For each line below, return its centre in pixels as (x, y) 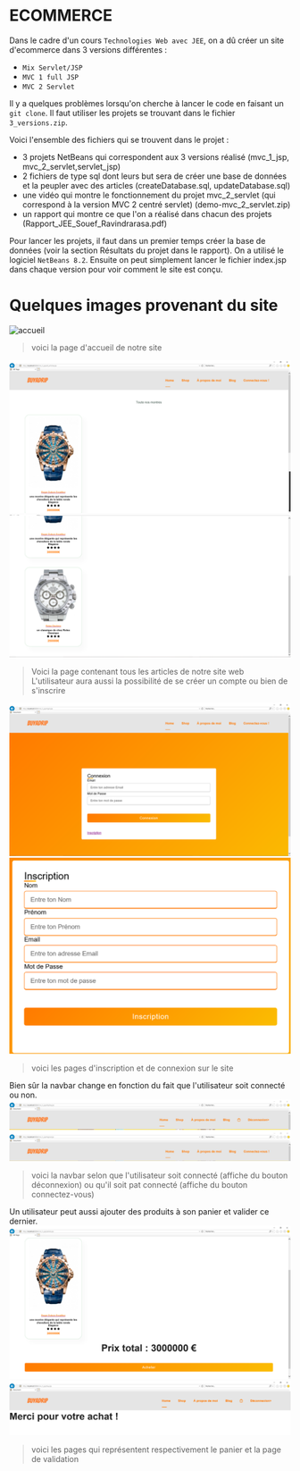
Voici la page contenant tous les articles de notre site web (137, 672)
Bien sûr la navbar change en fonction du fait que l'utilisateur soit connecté (147, 1086)
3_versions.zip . (39, 122)
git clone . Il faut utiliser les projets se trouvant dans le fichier (122, 113)
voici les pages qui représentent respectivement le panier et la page (156, 1450)
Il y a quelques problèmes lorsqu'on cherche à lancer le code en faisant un (146, 103)
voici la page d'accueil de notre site (96, 347)
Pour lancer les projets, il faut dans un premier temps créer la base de (137, 240)
